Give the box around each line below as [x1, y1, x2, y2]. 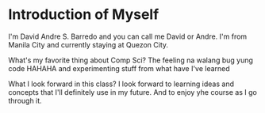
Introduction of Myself [8, 6, 159, 24]
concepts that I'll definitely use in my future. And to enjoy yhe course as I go [8, 87, 258, 96]
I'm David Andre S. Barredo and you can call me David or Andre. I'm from [8, 32, 248, 41]
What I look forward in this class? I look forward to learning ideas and [8, 79, 235, 89]
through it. [8, 96, 42, 105]
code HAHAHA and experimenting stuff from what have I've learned [8, 63, 230, 73]
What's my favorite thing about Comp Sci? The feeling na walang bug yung [8, 55, 254, 65]
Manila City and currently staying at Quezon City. [8, 40, 169, 49]
